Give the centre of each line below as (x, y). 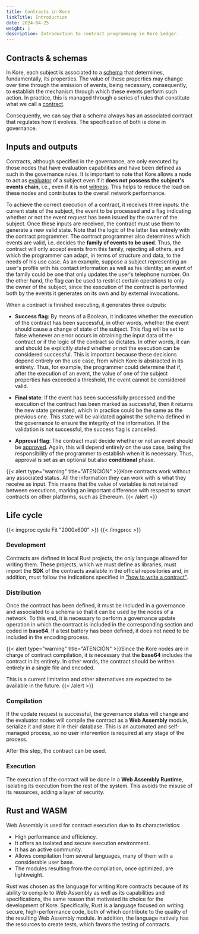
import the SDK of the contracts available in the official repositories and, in (97, 570)
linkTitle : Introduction (37, 17)
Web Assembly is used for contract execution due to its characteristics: (94, 825)
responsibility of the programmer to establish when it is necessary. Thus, (104, 453)
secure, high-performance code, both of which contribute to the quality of (97, 911)
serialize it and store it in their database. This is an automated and (87, 727)
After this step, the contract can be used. (56, 751)
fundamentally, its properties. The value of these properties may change (94, 79)
